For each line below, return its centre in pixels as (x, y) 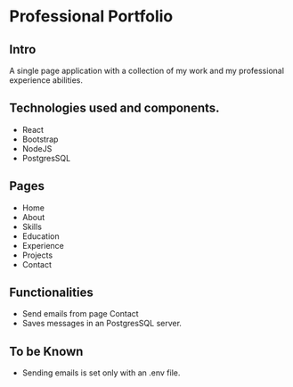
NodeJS (37, 148)
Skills (32, 226)
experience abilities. (46, 80)
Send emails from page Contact (81, 314)
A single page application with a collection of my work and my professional (147, 70)
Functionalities (51, 293)
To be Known (46, 351)
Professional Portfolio (91, 16)
